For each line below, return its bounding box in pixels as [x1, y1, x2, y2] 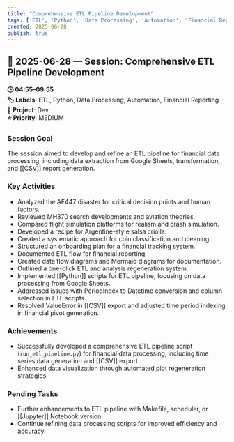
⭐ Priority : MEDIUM [7, 114, 64, 122]
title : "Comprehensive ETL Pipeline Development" [7, 10, 155, 17]
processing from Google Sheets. [17, 279, 111, 287]
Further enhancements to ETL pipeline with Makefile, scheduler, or [17, 405, 209, 413]
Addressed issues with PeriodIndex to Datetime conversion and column [17, 287, 223, 295]
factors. [17, 205, 40, 213]
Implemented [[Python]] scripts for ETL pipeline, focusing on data [17, 271, 206, 280]
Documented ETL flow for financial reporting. [17, 249, 148, 258]
